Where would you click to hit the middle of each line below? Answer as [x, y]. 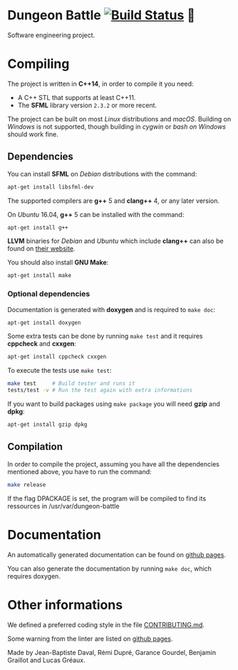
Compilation [35, 447]
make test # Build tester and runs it [71, 384]
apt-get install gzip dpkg [47, 425]
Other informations [65, 605]
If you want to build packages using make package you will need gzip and [114, 404]
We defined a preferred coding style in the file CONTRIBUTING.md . [106, 624]
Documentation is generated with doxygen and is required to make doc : [112, 309]
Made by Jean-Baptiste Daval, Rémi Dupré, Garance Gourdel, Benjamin [112, 652]
